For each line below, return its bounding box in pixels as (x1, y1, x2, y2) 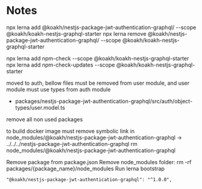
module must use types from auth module (6, 85, 111, 93)
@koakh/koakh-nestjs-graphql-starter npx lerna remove (6, 30, 147, 37)
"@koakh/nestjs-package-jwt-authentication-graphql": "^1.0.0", (6, 176, 172, 182)
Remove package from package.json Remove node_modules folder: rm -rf (6, 158, 192, 165)
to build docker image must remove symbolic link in (6, 127, 135, 134)
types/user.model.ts (15, 104, 66, 111)
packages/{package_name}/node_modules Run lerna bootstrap (6, 165, 165, 172)
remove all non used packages (6, 116, 83, 123)
